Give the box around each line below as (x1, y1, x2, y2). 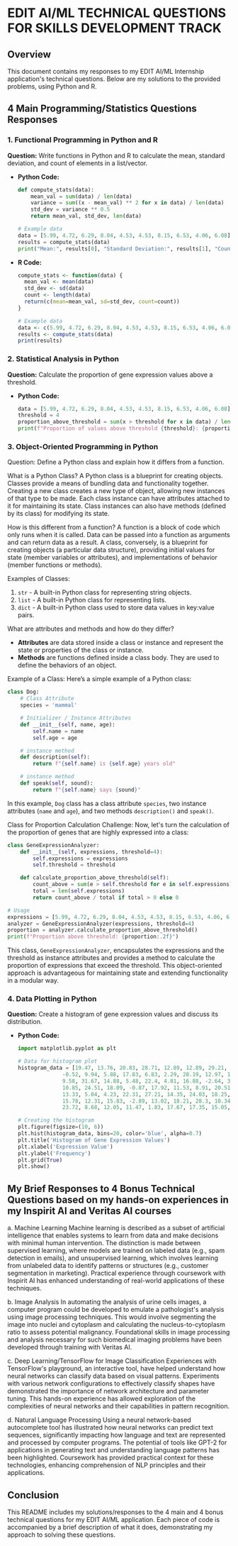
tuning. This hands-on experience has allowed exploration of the (7, 1394, 196, 1403)
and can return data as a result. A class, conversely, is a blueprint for (7, 538, 208, 547)
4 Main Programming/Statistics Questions (7, 103, 197, 115)
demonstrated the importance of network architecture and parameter (7, 1387, 210, 1396)
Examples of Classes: (7, 575, 70, 583)
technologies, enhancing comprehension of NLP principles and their (7, 1461, 207, 1469)
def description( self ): (20, 753, 91, 761)
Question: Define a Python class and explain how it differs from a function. (7, 458, 225, 466)
